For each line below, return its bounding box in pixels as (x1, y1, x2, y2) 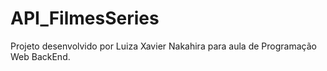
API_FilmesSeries (10, 7, 160, 30)
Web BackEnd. (10, 50, 71, 62)
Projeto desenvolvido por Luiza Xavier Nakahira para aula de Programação (10, 40, 317, 52)
